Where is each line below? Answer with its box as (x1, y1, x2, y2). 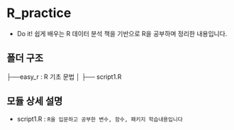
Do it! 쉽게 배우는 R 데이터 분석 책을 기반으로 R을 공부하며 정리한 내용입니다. (16, 29, 228, 38)
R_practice (6, 5, 72, 21)
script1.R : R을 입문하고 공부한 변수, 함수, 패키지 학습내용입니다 (16, 114, 183, 123)
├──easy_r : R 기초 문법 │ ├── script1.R (6, 72, 122, 81)
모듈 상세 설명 (6, 95, 63, 107)
